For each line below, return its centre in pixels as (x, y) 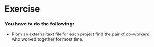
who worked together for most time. (47, 39)
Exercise (22, 9)
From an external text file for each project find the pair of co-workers (80, 34)
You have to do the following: (39, 24)
